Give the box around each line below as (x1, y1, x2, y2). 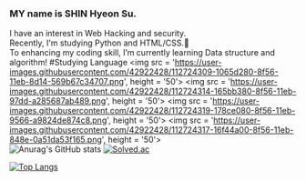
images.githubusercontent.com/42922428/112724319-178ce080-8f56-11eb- (9, 106, 296, 116)
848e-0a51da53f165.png (9, 135, 102, 146)
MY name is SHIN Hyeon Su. (9, 7, 137, 20)
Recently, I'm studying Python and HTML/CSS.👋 (9, 37, 189, 48)
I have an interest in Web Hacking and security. (9, 28, 187, 39)
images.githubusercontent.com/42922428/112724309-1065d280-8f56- (9, 66, 280, 77)
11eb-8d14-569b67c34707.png (9, 76, 125, 87)
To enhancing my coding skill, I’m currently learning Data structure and (9, 47, 276, 58)
